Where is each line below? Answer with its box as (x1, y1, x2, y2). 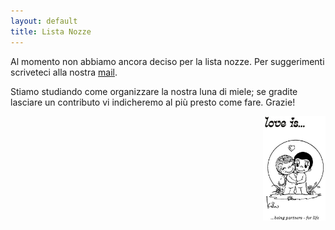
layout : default (10, 16, 78, 26)
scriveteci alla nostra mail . (10, 66, 118, 78)
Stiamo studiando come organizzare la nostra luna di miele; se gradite (10, 85, 298, 97)
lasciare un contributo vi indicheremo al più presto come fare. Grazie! (10, 96, 296, 108)
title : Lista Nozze (10, 26, 92, 37)
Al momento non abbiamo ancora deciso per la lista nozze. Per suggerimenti (10, 55, 325, 67)
